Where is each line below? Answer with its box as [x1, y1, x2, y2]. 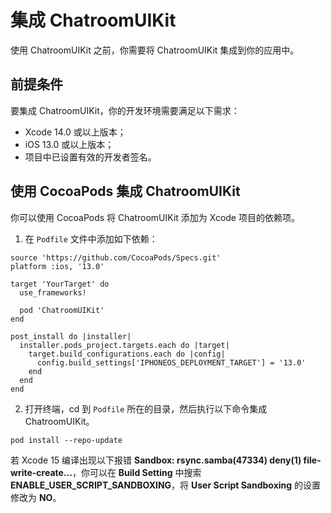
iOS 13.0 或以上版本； [24, 138, 115, 150]
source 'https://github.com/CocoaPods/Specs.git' [10, 252, 222, 263]
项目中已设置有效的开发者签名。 [24, 151, 157, 163]
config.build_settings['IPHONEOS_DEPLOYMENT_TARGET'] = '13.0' [36, 357, 307, 368]
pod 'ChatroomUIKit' [19, 305, 105, 315]
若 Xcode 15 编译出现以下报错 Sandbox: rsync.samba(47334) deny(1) [10, 454, 302, 466]
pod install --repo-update [10, 435, 123, 445]
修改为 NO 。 [10, 491, 62, 503]
